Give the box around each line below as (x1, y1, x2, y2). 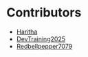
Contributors (6, 5, 82, 21)
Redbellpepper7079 (16, 42, 73, 50)
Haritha (16, 27, 38, 36)
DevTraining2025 (16, 34, 66, 43)
